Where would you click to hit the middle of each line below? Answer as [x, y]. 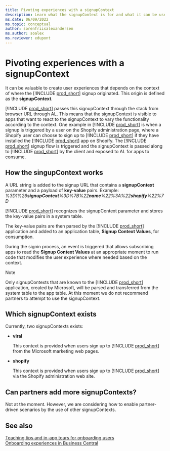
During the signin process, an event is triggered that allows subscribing [79, 246]
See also [19, 425]
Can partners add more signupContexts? [71, 392]
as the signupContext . [29, 99]
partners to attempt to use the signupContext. [53, 298]
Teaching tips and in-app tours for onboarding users [60, 438]
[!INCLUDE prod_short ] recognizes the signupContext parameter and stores [84, 211]
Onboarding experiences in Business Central [52, 443]
